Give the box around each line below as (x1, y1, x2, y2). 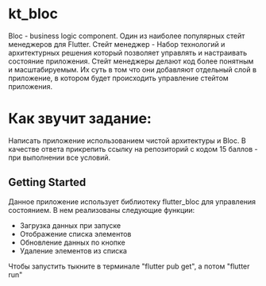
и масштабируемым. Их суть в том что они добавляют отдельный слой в (8, 64, 256, 74)
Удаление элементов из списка (19, 245, 127, 255)
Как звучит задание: (8, 110, 152, 128)
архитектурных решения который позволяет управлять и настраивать (8, 48, 248, 57)
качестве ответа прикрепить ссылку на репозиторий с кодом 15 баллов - (8, 144, 258, 153)
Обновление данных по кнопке (19, 238, 125, 247)
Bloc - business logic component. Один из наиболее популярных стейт (8, 31, 245, 41)
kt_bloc (8, 5, 58, 23)
